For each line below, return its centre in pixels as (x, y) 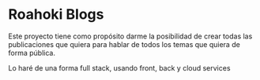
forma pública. (32, 53)
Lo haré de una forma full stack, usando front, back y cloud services (119, 67)
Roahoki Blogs (56, 15)
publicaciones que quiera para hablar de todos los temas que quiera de (124, 44)
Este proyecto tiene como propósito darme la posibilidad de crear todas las (130, 36)
